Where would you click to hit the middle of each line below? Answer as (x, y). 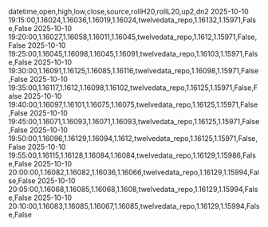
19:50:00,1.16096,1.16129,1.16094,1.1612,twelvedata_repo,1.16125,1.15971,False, (133, 138)
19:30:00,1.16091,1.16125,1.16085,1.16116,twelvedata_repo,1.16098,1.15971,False (134, 70)
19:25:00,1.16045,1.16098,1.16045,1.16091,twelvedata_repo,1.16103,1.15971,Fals (133, 54)
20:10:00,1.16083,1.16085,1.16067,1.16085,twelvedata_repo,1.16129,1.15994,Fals (134, 206)
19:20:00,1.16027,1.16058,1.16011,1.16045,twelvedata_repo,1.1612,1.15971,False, (133, 37)
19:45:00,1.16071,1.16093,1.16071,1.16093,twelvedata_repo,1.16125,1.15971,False (134, 121)
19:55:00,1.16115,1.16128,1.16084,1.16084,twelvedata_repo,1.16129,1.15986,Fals (132, 155)
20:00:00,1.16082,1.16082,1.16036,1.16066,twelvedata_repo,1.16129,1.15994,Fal (134, 172)
